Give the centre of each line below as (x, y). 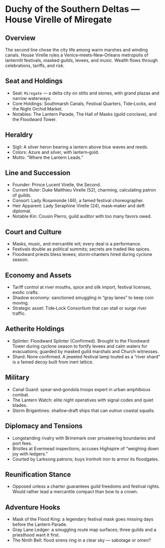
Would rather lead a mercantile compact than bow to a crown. (75, 492)
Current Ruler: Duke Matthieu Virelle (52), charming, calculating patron (84, 190)
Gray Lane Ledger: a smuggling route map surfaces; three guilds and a (84, 530)
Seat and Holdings (34, 81)
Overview (21, 38)
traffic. (19, 313)
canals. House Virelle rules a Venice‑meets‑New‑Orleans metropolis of (77, 55)
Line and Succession (38, 173)
